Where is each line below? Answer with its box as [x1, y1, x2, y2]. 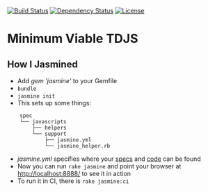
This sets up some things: [17, 99, 92, 107]
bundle [17, 85, 37, 92]
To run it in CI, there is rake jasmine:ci [17, 177, 129, 185]
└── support [32, 130, 67, 137]
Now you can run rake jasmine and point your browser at [17, 162, 182, 170]
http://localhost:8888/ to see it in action [17, 170, 131, 177]
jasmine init [17, 93, 56, 100]
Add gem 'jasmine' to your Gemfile [17, 77, 118, 85]
